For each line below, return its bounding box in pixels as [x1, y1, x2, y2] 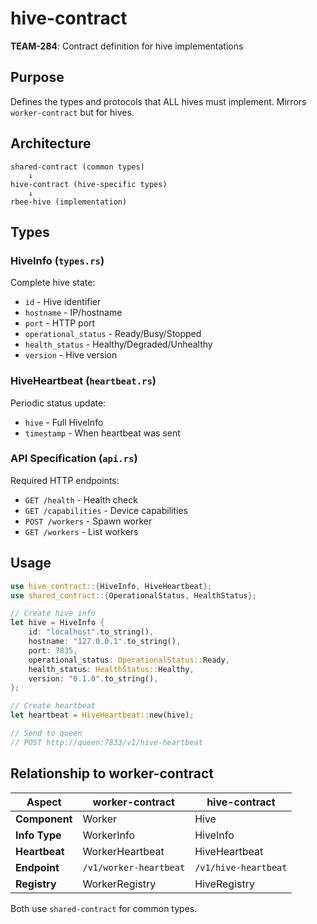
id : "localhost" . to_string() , [28, 627, 155, 637]
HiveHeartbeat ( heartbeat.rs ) [10, 374, 157, 388]
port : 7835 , [28, 645, 78, 656]
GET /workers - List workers [24, 525, 139, 537]
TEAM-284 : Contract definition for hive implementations [10, 40, 244, 52]
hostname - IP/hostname [24, 307, 123, 319]
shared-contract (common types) [10, 162, 145, 172]
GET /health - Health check [24, 493, 138, 506]
